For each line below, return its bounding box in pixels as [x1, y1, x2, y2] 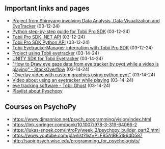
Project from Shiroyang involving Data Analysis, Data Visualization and [12, 17, 160, 23]
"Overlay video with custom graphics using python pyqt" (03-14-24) [12, 71, 156, 78]
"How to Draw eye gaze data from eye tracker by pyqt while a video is [12, 61, 159, 67]
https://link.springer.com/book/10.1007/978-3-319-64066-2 [12, 122, 137, 128]
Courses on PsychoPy [5, 103, 77, 111]
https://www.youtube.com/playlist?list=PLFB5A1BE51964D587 [12, 132, 143, 138]
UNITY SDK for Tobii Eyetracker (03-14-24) [12, 55, 103, 62]
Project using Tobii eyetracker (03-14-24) [12, 50, 100, 56]
